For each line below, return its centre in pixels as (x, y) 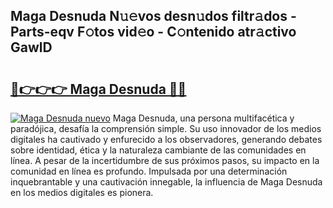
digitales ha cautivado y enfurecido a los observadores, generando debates (166, 139)
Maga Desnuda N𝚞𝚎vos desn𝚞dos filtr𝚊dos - (153, 16)
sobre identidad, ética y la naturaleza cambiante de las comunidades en (158, 150)
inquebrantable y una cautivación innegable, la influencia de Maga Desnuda (166, 182)
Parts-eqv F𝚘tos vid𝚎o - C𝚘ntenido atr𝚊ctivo (153, 32)
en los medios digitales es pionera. (82, 192)
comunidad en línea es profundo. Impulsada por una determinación (149, 171)
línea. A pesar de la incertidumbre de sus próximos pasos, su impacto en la (165, 160)
